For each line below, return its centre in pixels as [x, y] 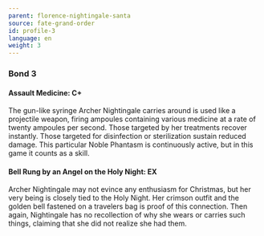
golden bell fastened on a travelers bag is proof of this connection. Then [128, 206]
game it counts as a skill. [49, 153]
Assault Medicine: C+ [45, 92]
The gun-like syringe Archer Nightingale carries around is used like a [122, 111]
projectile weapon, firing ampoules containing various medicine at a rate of [132, 119]
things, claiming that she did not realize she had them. [97, 224]
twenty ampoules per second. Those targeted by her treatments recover [128, 128]
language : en [30, 38]
